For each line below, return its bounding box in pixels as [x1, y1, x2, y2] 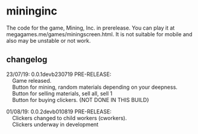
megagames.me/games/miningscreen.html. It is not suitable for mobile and [6, 30, 193, 37]
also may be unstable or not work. [6, 37, 91, 44]
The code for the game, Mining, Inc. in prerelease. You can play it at [6, 24, 175, 31]
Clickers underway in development [11, 121, 98, 128]
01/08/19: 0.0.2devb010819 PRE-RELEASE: [6, 107, 112, 115]
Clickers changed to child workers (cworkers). [11, 114, 127, 121]
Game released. [11, 77, 52, 84]
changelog [6, 54, 48, 65]
